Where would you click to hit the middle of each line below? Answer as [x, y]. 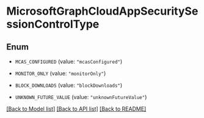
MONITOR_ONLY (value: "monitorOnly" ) [60, 73]
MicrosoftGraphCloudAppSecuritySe [102, 11]
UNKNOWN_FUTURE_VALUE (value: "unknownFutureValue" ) [81, 97]
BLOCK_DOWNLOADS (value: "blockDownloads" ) [69, 85]
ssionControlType [53, 24]
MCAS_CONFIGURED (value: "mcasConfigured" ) [69, 61]
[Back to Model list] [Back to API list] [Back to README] [76, 109]
